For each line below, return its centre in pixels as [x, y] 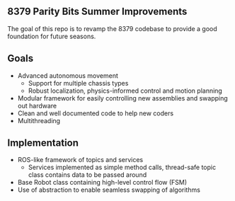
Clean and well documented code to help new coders [96, 113]
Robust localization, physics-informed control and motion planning [125, 91]
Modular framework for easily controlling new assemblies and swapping [122, 98]
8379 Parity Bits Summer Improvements [97, 12]
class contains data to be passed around [87, 175]
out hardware [37, 105]
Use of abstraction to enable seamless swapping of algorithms [109, 190]
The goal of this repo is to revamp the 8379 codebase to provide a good [112, 28]
